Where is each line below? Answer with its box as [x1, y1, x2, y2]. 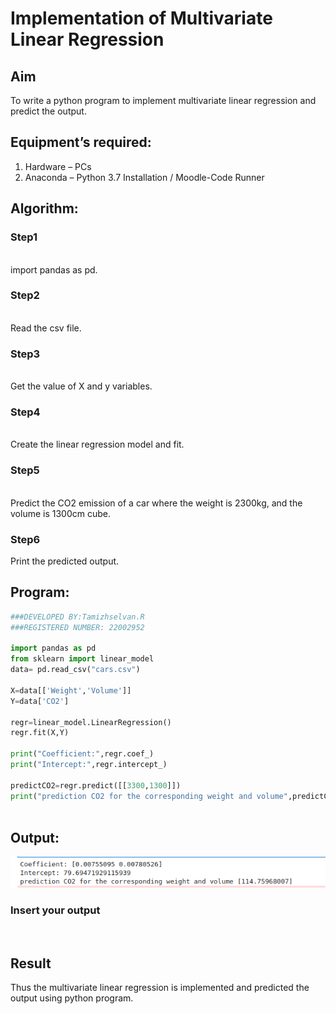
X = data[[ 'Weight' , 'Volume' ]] [10, 685, 132, 696]
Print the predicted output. [10, 555, 120, 567]
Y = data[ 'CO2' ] [10, 696, 70, 706]
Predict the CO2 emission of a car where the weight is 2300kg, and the [10, 497, 303, 509]
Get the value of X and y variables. [10, 380, 153, 392]
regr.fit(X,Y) [10, 728, 70, 738]
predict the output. [10, 105, 87, 117]
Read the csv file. [10, 322, 82, 334]
